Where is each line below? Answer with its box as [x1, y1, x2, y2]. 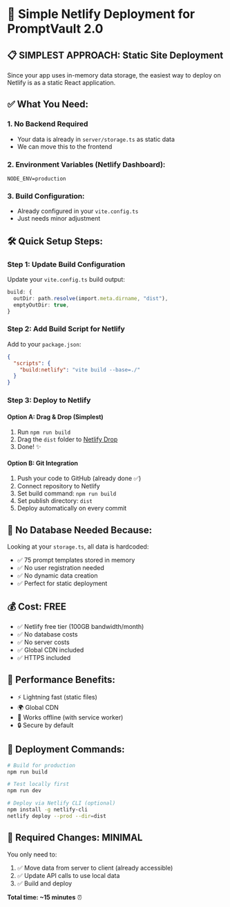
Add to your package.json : [7, 340, 82, 348]
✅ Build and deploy [17, 879, 73, 888]
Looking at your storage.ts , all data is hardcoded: [7, 542, 149, 551]
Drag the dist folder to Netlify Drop [17, 435, 118, 443]
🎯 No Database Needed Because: [7, 524, 153, 535]
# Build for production [7, 762, 76, 769]
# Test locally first [7, 781, 70, 788]
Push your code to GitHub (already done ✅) [17, 474, 142, 483]
